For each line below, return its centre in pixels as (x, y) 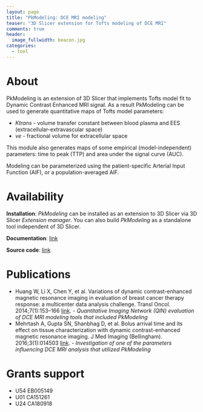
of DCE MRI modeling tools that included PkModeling (81, 317)
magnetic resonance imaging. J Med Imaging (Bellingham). (88, 336)
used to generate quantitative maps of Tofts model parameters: (85, 111)
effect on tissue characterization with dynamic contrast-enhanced (98, 330)
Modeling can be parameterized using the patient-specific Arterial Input (96, 166)
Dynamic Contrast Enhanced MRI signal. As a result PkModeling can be (95, 104)
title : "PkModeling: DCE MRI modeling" (57, 18)
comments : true (25, 29)
